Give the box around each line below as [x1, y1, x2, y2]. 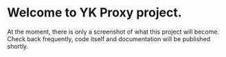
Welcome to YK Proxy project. [7, 5, 182, 21]
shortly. [7, 42, 29, 50]
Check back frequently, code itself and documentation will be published [7, 34, 211, 43]
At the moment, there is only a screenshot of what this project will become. [7, 27, 220, 36]
